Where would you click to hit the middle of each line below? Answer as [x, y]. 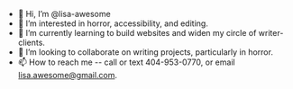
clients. [31, 42]
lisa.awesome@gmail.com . [68, 75]
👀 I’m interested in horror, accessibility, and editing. [113, 23]
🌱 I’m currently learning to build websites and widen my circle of [137, 33]
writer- [271, 33]
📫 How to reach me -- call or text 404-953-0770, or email [127, 62]
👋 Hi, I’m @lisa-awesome [64, 14]
